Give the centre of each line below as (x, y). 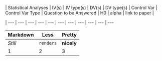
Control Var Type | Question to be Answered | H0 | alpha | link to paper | (79, 13)
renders (48, 43)
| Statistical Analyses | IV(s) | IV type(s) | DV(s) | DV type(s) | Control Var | (81, 8)
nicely (69, 43)
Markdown (21, 35)
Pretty (69, 35)
